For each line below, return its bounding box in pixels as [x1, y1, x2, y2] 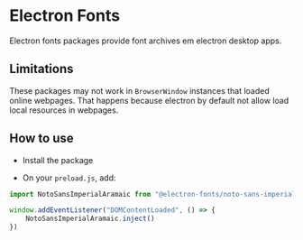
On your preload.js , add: [22, 172, 116, 183]
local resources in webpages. [9, 105, 119, 115]
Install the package [22, 154, 94, 165]
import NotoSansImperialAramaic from [9, 189, 151, 198]
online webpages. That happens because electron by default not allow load [9, 95, 289, 106]
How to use [9, 131, 74, 146]
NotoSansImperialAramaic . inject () [25, 214, 155, 224]
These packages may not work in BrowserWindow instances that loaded [9, 85, 271, 96]
